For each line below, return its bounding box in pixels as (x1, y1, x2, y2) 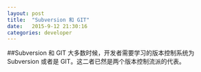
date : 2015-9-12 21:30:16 (7, 23, 88, 29)
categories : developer (7, 29, 72, 36)
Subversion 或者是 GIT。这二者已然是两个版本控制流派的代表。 (7, 58, 186, 66)
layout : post (7, 10, 45, 17)
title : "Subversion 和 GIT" (7, 16, 89, 23)
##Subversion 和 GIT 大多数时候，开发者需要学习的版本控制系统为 (7, 49, 195, 57)
